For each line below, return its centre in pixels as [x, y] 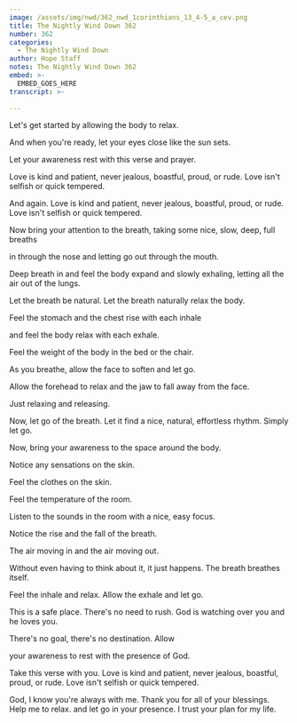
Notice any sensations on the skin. [72, 465]
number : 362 [31, 34]
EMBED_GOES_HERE [47, 83]
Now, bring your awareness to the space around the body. [115, 448]
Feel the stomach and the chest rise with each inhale [106, 318]
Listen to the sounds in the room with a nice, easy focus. [112, 517]
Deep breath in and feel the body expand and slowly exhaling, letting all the [147, 274]
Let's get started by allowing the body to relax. [94, 125]
